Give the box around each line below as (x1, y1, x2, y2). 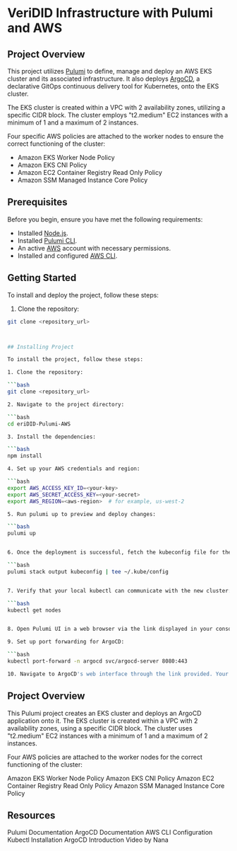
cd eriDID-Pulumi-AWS (7, 420, 71, 428)
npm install (7, 452, 42, 459)
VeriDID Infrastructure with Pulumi (7, 5, 214, 21)
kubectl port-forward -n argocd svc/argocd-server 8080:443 (7, 658, 188, 665)
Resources (7, 809, 56, 821)
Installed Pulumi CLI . (17, 236, 78, 245)
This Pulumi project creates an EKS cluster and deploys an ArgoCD (7, 709, 202, 717)
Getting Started (7, 272, 77, 284)
